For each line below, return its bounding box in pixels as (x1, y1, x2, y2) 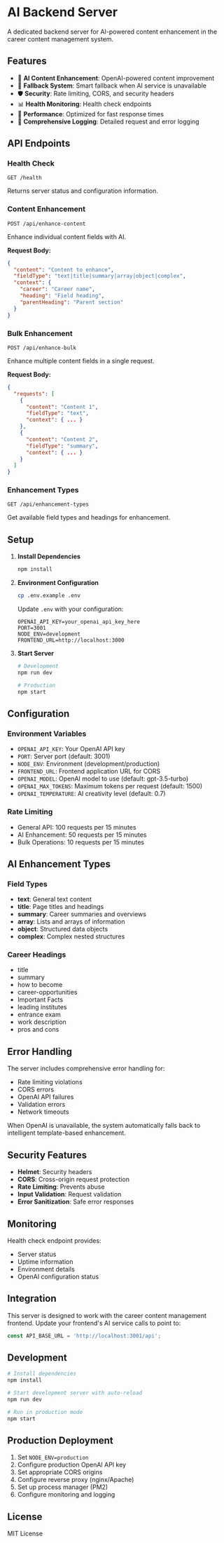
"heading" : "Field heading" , (20, 292, 105, 299)
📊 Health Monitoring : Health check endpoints (17, 100, 152, 108)
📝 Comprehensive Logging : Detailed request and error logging (17, 117, 199, 126)
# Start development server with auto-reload (7, 1389, 142, 1396)
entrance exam (17, 1011, 61, 1019)
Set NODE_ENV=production (17, 1453, 89, 1462)
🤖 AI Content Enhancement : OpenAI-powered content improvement (17, 74, 215, 82)
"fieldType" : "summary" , (25, 443, 99, 450)
